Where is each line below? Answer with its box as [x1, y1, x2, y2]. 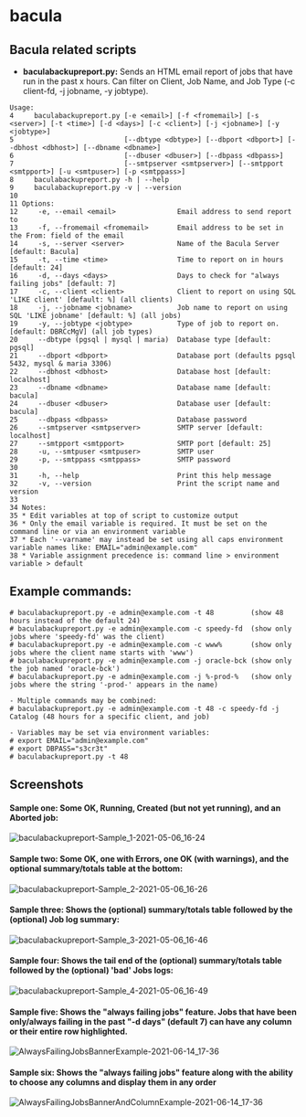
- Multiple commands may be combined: [9, 696, 157, 705]
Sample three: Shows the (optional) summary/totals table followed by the [9, 904, 293, 915]
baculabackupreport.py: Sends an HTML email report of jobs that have [22, 66, 293, 77]
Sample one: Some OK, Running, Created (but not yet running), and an [9, 802, 281, 814]
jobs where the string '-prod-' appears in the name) [9, 680, 219, 689]
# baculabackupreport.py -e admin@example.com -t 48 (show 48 [9, 608, 284, 617]
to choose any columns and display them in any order [9, 1076, 216, 1088]
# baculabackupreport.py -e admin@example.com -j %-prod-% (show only [9, 672, 292, 681]
